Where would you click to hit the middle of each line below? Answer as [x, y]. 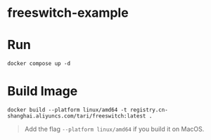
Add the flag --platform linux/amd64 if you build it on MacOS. [114, 129]
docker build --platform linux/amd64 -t [68, 110]
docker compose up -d [39, 64]
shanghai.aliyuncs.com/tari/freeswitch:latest [77, 116]
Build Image [43, 91]
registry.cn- [149, 110]
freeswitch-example [68, 13]
